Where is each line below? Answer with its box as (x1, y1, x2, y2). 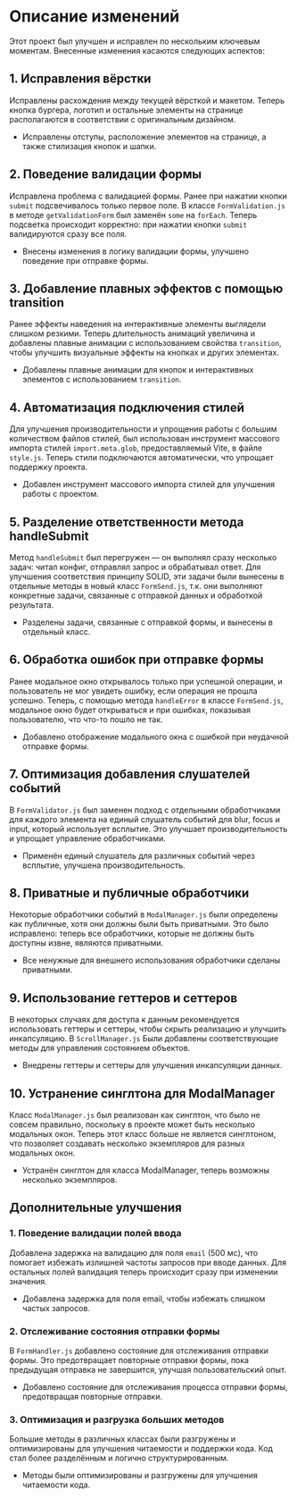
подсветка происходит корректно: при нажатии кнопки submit (9, 219, 248, 230)
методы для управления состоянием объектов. (9, 1043, 191, 1054)
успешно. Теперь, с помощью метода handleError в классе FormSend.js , (9, 694, 284, 705)
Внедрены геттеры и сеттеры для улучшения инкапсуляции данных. (21, 1060, 283, 1071)
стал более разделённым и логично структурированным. (9, 1452, 229, 1463)
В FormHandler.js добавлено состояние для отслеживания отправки (9, 1345, 269, 1356)
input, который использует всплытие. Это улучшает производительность (9, 823, 288, 834)
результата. (9, 600, 54, 610)
